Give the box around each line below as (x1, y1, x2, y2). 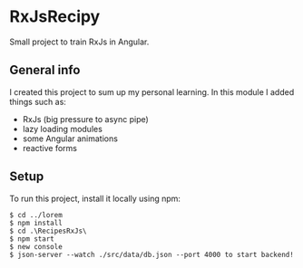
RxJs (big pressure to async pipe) (22, 113, 150, 124)
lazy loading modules (22, 123, 103, 134)
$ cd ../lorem (9, 210, 64, 219)
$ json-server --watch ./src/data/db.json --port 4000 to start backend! (9, 250, 295, 259)
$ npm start (9, 234, 54, 244)
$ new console (9, 242, 64, 251)
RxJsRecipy (9, 6, 101, 27)
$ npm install (9, 218, 64, 227)
